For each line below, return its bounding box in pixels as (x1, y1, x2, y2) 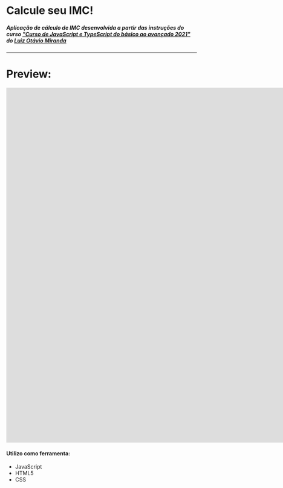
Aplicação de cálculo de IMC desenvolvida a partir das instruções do (6, 24, 184, 31)
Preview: (6, 67, 51, 81)
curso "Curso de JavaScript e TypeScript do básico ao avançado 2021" (6, 30, 190, 38)
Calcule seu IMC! (6, 4, 94, 18)
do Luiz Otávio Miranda (6, 37, 67, 44)
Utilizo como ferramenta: (6, 449, 71, 457)
